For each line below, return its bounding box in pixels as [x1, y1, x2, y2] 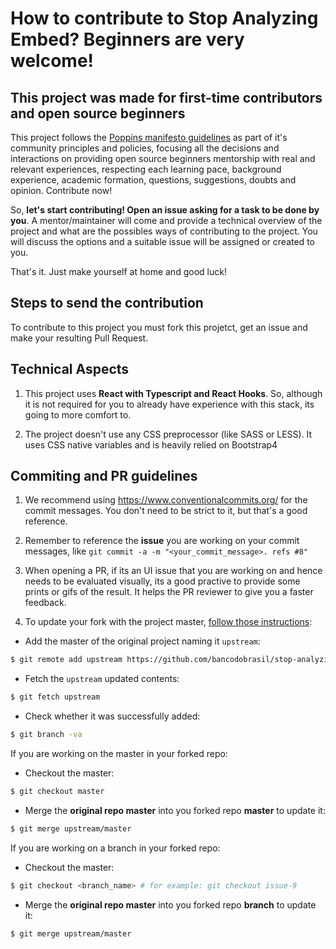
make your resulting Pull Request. [10, 332, 149, 344]
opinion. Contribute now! [10, 185, 113, 196]
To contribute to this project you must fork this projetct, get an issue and [10, 321, 308, 333]
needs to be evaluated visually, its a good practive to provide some [24, 575, 301, 587]
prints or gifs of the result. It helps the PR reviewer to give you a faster [24, 586, 314, 598]
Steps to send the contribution [10, 295, 204, 312]
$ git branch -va [10, 730, 83, 740]
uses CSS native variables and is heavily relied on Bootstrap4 [24, 438, 278, 451]
